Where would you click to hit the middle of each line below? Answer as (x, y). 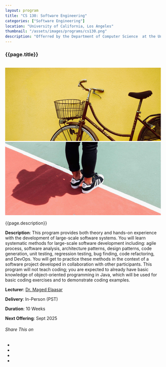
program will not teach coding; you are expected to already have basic (77, 269)
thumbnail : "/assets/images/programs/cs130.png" (56, 31)
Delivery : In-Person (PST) (32, 299)
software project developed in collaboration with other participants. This (79, 264)
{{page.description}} (26, 223)
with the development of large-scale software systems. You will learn (75, 238)
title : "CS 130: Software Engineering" (46, 16)
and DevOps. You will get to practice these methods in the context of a (77, 259)
